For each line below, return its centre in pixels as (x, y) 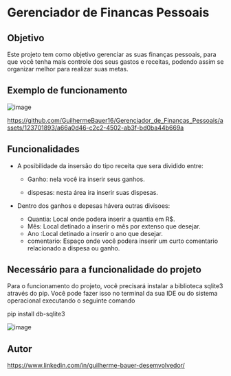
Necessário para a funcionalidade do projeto (104, 270)
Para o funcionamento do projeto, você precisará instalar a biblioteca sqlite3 (115, 286)
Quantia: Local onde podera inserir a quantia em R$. (101, 219)
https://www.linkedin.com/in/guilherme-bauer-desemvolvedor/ (96, 366)
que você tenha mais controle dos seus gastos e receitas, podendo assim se (115, 62)
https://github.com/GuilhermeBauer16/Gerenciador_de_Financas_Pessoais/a (115, 120)
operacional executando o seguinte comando (71, 301)
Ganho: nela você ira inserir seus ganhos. (86, 179)
